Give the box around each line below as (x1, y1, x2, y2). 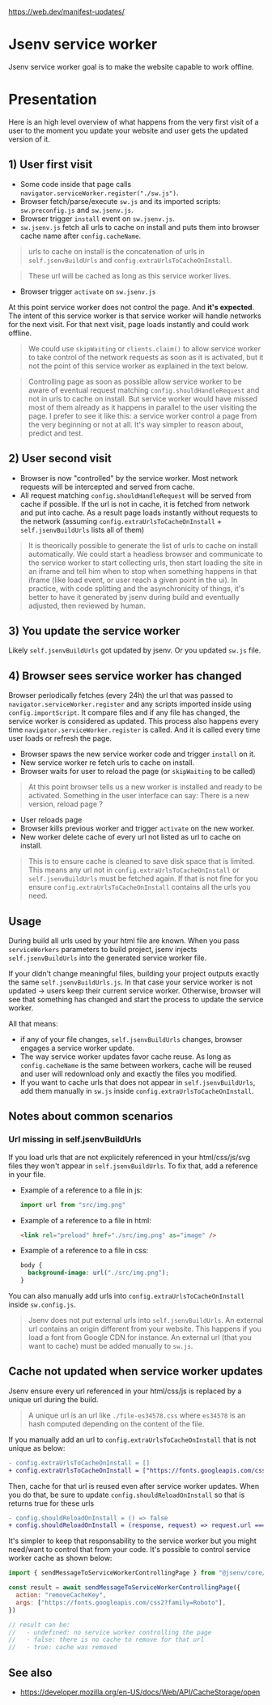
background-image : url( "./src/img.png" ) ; (28, 1269, 170, 1278)
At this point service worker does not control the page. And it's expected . (8, 302, 255, 312)
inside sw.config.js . (8, 1299, 77, 1309)
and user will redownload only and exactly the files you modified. (19, 1069, 237, 1078)
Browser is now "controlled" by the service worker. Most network (19, 473, 239, 483)
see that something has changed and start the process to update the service (8, 994, 264, 1004)
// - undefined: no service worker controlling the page (8, 1628, 212, 1636)
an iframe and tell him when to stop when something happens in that (28, 566, 257, 576)
